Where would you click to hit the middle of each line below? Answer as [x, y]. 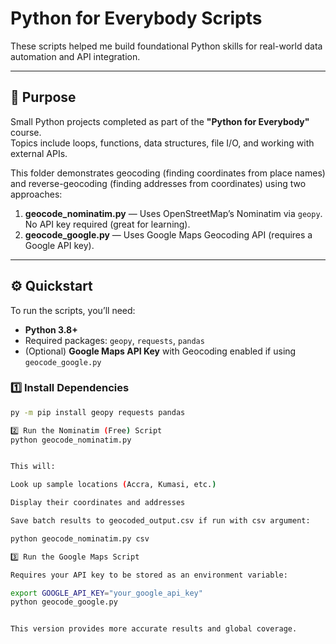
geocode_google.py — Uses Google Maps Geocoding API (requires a [168, 234]
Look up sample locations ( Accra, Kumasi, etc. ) [113, 485]
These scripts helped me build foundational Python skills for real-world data [166, 46]
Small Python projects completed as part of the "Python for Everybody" [160, 121]
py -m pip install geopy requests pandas [98, 412]
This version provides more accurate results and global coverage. [154, 629]
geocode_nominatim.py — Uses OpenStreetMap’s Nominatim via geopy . [173, 213]
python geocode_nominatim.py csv [80, 538]
